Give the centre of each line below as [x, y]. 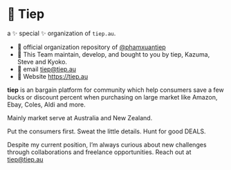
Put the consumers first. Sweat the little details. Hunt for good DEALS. [107, 131]
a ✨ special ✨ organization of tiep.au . [62, 33]
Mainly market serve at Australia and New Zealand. [80, 117]
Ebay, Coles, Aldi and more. [47, 104]
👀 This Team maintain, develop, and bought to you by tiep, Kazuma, [113, 54]
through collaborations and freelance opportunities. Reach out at [99, 152]
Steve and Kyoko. [42, 62]
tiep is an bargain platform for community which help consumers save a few [115, 90]
